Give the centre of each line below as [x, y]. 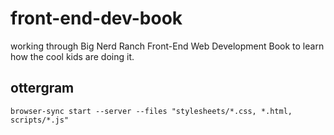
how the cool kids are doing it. [72, 56]
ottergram [42, 88]
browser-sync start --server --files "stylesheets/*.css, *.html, [151, 111]
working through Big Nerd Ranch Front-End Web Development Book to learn [167, 46]
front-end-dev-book [96, 18]
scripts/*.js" [40, 120]
